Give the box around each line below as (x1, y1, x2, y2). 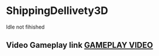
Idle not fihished (6, 23, 45, 30)
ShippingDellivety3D (6, 4, 109, 17)
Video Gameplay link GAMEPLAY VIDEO (6, 40, 153, 50)
